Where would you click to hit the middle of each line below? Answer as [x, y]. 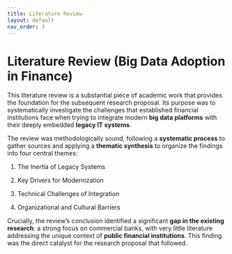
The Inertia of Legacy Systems [61, 167]
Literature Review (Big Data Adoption [116, 61]
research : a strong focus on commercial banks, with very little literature [110, 228]
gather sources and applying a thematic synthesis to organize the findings [115, 146]
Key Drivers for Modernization [61, 180]
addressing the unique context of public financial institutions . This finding [115, 236]
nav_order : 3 [26, 27]
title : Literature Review [45, 14]
